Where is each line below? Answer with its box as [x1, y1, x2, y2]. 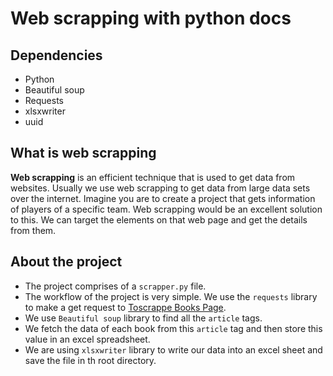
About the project [10, 253, 123, 271]
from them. [10, 224, 57, 236]
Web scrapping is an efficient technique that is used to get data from [10, 171, 296, 183]
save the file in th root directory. [24, 354, 157, 366]
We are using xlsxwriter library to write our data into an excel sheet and [24, 343, 323, 356]
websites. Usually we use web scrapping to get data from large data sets [10, 182, 311, 194]
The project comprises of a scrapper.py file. [24, 280, 207, 292]
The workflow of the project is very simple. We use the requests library [24, 290, 318, 302]
